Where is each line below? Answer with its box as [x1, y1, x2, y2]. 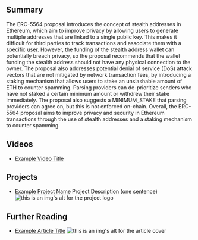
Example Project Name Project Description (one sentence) [14, 188, 158, 195]
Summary [6, 5, 43, 15]
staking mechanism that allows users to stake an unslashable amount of [6, 77, 183, 85]
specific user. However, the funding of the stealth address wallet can [6, 46, 175, 53]
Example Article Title [14, 227, 66, 235]
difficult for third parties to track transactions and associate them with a [6, 39, 181, 46]
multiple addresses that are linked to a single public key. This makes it [6, 33, 177, 40]
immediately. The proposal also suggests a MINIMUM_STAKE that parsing [6, 96, 187, 104]
